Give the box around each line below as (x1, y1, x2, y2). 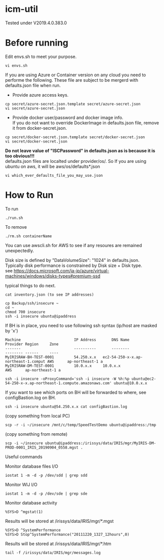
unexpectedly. (5, 248, 34, 254)
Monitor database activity (5, 500, 57, 506)
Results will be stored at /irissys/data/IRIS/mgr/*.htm (5, 541, 111, 547)
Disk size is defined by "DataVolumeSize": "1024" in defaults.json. (5, 257, 140, 263)
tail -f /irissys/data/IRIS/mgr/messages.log (5, 550, 101, 555)
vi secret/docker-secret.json (5, 139, 68, 144)
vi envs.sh (5, 63, 28, 68)
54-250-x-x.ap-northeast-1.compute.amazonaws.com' (5, 380, 112, 386)
